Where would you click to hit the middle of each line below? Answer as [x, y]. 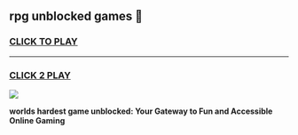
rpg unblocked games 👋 [76, 16]
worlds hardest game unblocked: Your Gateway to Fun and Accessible [141, 111]
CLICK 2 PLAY [40, 75]
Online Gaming [37, 120]
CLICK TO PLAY [43, 42]
